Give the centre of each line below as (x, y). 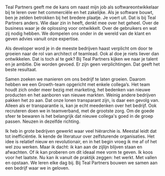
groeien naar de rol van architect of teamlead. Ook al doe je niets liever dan (82, 54)
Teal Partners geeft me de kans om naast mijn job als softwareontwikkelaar (82, 7)
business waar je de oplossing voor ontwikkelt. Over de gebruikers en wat (81, 28)
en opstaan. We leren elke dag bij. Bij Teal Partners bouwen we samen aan (82, 163)
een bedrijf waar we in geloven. (37, 168)
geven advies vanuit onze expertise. (42, 39)
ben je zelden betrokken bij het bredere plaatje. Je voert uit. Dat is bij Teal (81, 18)
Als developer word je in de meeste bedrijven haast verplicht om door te (79, 48)
